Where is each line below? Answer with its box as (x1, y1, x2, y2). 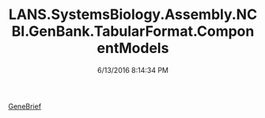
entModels (97, 40, 169, 57)
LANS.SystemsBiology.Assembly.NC (8, 6, 258, 24)
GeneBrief (8, 101, 42, 111)
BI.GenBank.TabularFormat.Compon (11, 22, 255, 40)
